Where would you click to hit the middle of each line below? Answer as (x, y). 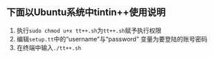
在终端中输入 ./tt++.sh (49, 48)
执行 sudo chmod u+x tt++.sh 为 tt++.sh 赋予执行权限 (89, 30)
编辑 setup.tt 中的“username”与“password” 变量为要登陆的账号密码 (112, 39)
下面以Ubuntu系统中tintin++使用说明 (86, 12)
